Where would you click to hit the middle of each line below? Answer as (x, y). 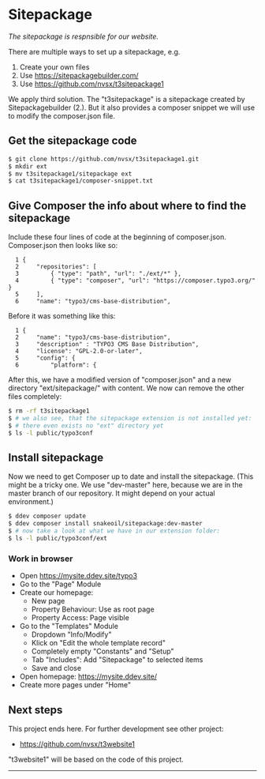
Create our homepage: (56, 593)
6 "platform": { (56, 365)
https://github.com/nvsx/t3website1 (77, 743)
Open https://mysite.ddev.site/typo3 (78, 576)
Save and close (56, 668)
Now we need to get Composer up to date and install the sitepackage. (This (131, 476)
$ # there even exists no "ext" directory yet (86, 425)
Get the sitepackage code (73, 141)
